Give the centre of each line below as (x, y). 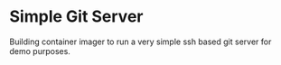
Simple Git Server (76, 17)
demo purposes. (40, 51)
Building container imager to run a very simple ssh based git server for (140, 42)
